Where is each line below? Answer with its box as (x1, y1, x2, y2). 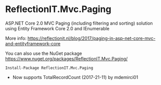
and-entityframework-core (5, 40, 61, 46)
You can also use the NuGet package (5, 50, 82, 56)
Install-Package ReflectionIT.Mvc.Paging (5, 65, 94, 70)
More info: (5, 35, 27, 41)
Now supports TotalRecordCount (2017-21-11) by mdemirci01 (12, 74, 138, 80)
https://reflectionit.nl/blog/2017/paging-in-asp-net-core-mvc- (27, 35, 156, 41)
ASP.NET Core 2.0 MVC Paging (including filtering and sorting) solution (5, 20, 153, 26)
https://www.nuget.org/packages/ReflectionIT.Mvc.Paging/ (5, 55, 128, 61)
